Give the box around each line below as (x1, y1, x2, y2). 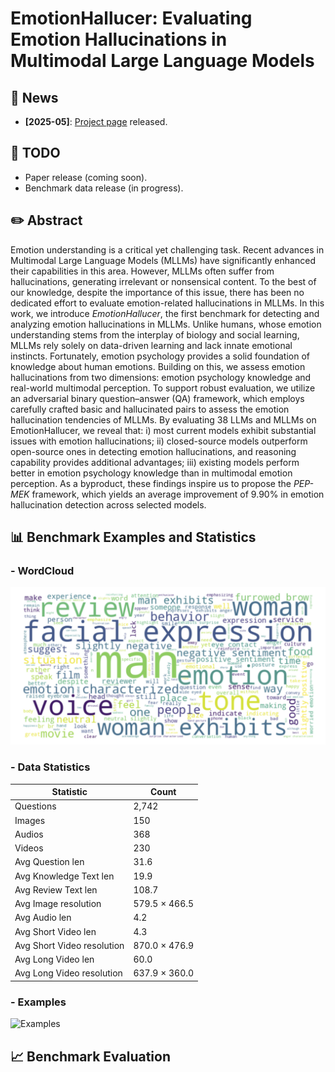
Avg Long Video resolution (14, 967, 123, 979)
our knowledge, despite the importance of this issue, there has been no (10, 286, 305, 298)
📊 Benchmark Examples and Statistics (10, 529, 257, 546)
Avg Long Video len (14, 953, 95, 966)
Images (14, 814, 46, 826)
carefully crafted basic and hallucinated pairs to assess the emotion (10, 403, 290, 415)
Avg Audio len (14, 912, 72, 924)
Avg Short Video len (14, 925, 97, 937)
